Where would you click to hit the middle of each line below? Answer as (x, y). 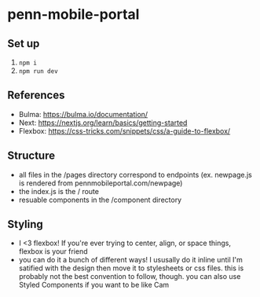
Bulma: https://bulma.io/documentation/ (83, 114)
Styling (26, 224)
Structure (31, 156)
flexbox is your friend (53, 251)
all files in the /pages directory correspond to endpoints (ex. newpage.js (135, 174)
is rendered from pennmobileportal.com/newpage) (101, 183)
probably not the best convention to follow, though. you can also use (130, 277)
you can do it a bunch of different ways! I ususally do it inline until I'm (130, 260)
